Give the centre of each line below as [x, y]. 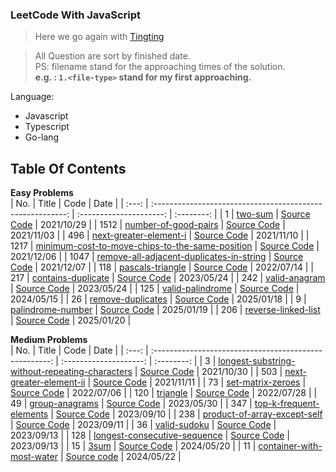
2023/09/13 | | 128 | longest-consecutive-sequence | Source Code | [150, 435]
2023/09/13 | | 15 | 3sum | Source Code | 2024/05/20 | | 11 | [133, 446]
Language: [32, 97]
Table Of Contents [68, 168]
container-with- [290, 446]
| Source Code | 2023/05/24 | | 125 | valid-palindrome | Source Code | [155, 289]
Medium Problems [49, 340]
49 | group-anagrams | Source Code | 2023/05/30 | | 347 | [131, 404]
